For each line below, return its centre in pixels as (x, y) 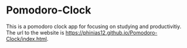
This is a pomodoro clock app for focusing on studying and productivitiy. (94, 26)
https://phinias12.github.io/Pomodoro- (111, 32)
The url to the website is (35, 32)
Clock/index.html (27, 39)
